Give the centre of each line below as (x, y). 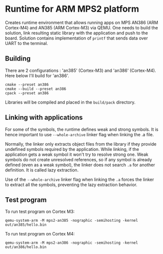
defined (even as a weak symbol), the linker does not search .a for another (80, 165)
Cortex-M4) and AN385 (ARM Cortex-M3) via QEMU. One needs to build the (81, 27)
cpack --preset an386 (27, 93)
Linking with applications (44, 117)
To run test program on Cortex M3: (40, 212)
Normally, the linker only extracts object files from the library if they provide (81, 144)
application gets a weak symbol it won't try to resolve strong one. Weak (77, 154)
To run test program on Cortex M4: (40, 234)
